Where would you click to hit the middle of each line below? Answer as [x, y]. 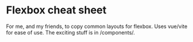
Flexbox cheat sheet [56, 10]
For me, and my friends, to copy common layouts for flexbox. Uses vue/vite [97, 26]
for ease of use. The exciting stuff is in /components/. [71, 32]
